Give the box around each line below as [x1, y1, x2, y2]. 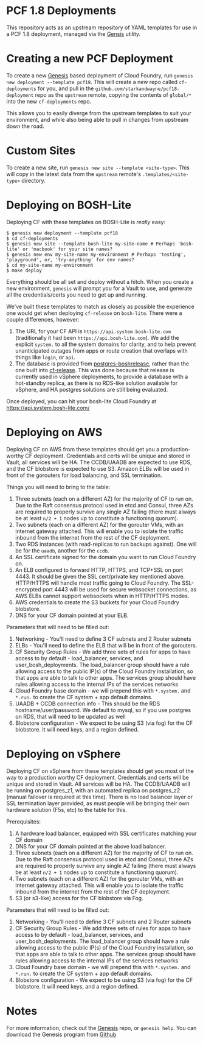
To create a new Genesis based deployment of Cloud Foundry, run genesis [6, 71, 193, 79]
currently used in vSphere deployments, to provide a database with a [15, 373, 188, 380]
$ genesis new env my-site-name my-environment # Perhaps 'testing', [6, 251, 187, 258]
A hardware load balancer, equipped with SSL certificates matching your [15, 830, 197, 837]
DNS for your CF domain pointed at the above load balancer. [15, 842, 167, 850]
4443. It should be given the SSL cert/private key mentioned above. [15, 573, 185, 580]
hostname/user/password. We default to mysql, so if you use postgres [15, 706, 191, 713]
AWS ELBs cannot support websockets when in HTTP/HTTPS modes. [15, 592, 190, 599]
